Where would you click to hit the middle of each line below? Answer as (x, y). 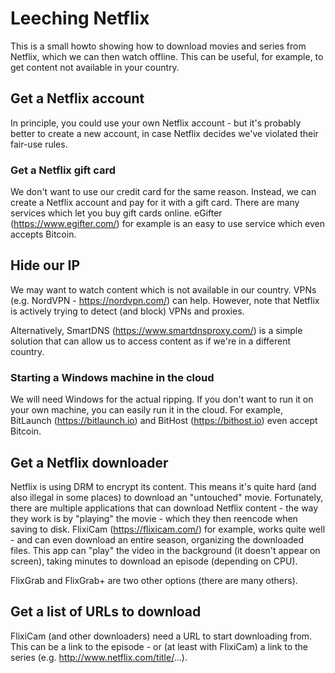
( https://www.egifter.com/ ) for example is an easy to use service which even (168, 224)
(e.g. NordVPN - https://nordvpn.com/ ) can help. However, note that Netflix (165, 300)
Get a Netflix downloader (89, 462)
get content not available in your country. (95, 67)
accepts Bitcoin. (43, 234)
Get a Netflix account (77, 98)
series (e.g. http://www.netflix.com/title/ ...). (99, 657)
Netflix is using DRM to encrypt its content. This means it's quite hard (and (163, 486)
